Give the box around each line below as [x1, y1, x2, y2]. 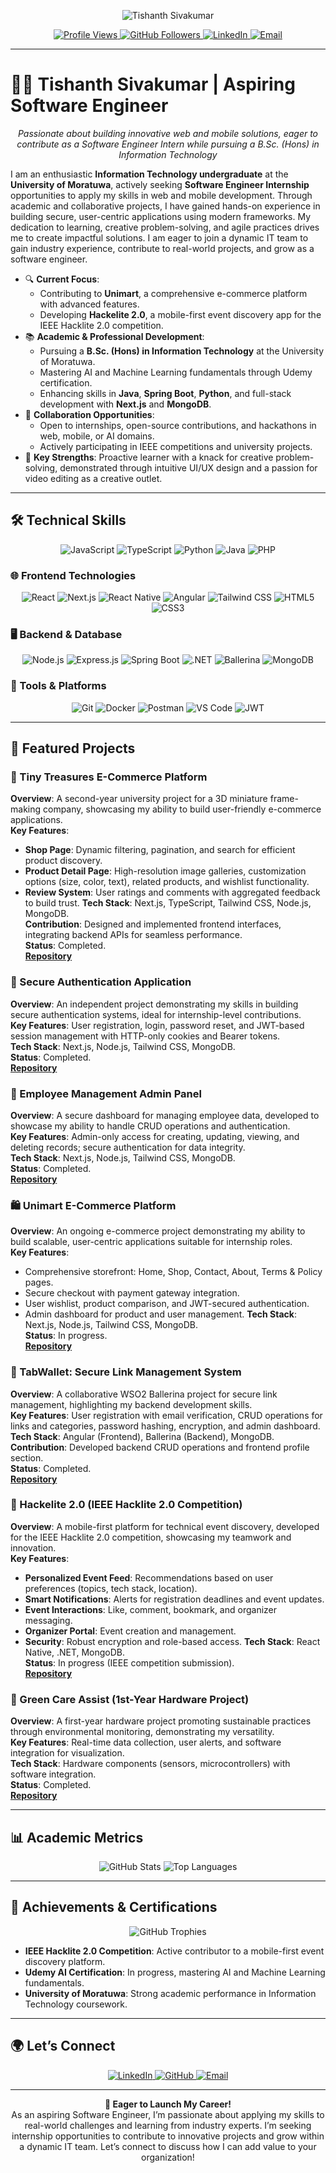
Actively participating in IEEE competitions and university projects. [39, 440, 313, 452]
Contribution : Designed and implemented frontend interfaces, [24, 918, 282, 930]
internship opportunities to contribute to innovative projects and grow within [11, 2130, 325, 2142]
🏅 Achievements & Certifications [10, 1899, 218, 1916]
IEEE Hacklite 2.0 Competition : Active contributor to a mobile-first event [24, 1945, 325, 1957]
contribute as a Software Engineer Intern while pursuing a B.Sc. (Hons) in [16, 138, 320, 150]
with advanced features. [39, 298, 140, 310]
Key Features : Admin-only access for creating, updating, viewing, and [10, 1130, 300, 1142]
